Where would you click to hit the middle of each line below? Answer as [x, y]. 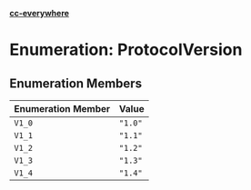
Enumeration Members [76, 83]
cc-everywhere [40, 13]
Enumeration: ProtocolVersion [126, 50]
